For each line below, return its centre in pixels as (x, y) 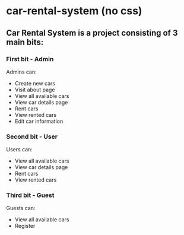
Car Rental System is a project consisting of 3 (92, 33)
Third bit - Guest (30, 195)
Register (25, 226)
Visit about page (35, 90)
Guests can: (21, 208)
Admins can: (21, 72)
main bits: (25, 42)
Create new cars (35, 83)
